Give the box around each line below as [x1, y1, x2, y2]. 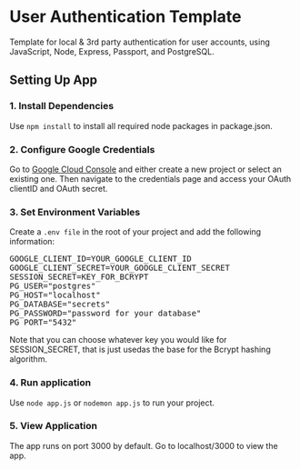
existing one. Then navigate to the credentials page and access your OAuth [9, 173, 292, 184]
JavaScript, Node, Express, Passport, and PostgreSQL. [9, 45, 215, 56]
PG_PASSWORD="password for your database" [9, 308, 202, 319]
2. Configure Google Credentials [9, 143, 155, 155]
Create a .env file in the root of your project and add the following [9, 226, 262, 237]
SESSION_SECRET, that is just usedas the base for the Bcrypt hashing [9, 344, 271, 355]
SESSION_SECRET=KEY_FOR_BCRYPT [9, 272, 149, 283]
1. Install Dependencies [9, 100, 115, 113]
